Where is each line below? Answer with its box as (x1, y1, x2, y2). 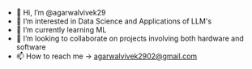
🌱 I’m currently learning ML (15, 25, 107, 34)
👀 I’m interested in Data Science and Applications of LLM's (15, 16, 212, 26)
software (15, 42, 46, 52)
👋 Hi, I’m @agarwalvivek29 (15, 8, 106, 17)
